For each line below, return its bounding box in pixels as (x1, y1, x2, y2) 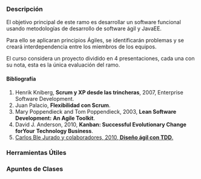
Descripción (6, 5, 44, 13)
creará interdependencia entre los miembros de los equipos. (6, 43, 157, 50)
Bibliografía (6, 75, 36, 82)
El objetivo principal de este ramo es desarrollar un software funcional (6, 19, 182, 26)
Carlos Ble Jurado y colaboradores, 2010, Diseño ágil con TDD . (15, 134, 174, 141)
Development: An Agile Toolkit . (15, 114, 96, 122)
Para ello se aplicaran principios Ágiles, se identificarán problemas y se (6, 37, 185, 44)
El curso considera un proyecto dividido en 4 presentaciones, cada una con (6, 55, 195, 62)
